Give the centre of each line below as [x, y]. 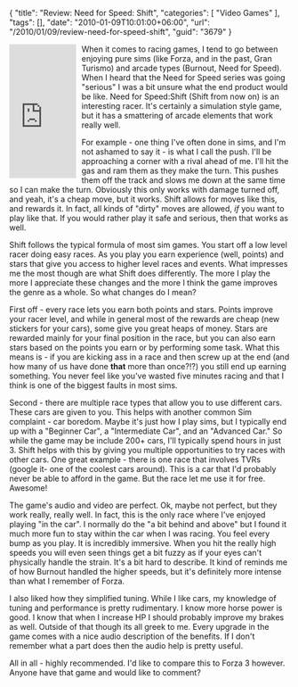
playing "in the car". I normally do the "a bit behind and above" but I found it [148, 524]
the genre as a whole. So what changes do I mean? [103, 292]
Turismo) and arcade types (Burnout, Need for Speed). [181, 68]
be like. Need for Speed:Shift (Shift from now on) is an [181, 96]
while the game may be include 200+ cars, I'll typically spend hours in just [145, 440]
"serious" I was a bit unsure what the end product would [185, 87]
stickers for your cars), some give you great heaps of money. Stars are [139, 328]
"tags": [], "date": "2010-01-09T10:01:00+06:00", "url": [110, 22]
